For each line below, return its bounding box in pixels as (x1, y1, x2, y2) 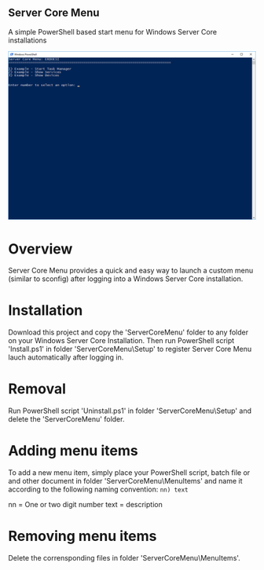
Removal (8, 380, 67, 398)
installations (8, 35, 47, 45)
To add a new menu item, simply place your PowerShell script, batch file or (8, 468, 251, 477)
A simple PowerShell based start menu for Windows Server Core (8, 27, 218, 36)
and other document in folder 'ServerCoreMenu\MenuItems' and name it (8, 477, 243, 486)
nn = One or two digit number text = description (8, 500, 163, 510)
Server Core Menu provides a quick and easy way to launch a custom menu (8, 266, 254, 276)
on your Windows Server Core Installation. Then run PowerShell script (8, 336, 235, 345)
